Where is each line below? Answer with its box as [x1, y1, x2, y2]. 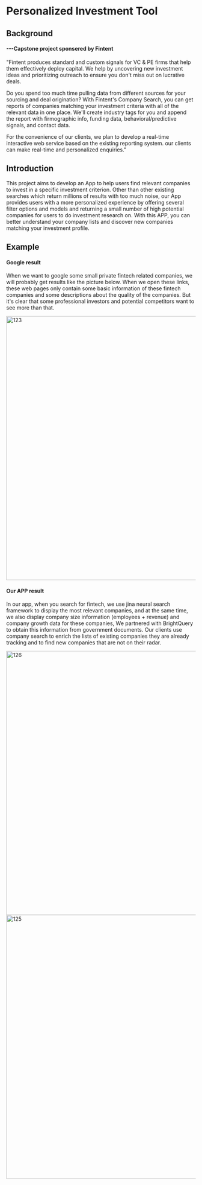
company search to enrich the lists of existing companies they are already [6, 632, 189, 640]
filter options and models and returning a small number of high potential [6, 205, 185, 212]
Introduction [6, 164, 54, 174]
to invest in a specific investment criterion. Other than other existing [6, 186, 174, 193]
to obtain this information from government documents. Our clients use [6, 626, 182, 634]
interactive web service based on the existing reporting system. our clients [6, 139, 191, 147]
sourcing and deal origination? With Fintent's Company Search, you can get [6, 95, 194, 103]
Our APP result [6, 587, 44, 594]
